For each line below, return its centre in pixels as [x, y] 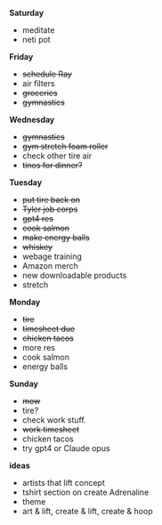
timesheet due [49, 329]
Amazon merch [50, 266]
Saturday [27, 13]
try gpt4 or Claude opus [66, 448]
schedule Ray [47, 74]
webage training [52, 256]
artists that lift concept [63, 483]
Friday [21, 57]
